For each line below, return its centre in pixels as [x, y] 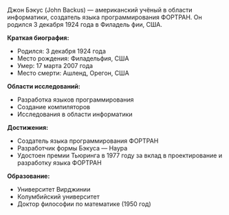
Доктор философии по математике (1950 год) [84, 204]
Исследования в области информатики [75, 114]
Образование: [29, 176]
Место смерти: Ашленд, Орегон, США [73, 73]
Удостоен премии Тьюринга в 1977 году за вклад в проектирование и [119, 155]
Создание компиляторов [54, 107]
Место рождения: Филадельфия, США [73, 58]
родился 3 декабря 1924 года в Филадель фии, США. [85, 24]
